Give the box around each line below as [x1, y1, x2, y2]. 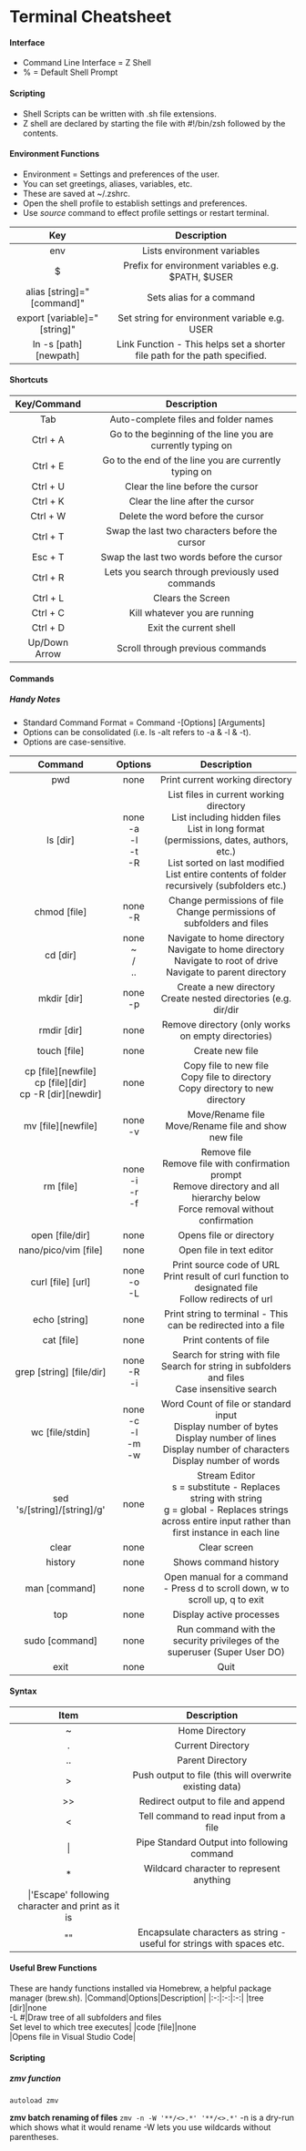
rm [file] [43, 1180, 78, 1193]
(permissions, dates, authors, [163, 834, 289, 846]
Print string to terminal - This [163, 1307, 289, 1320]
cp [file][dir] [35, 1076, 87, 1089]
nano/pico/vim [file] [17, 1244, 103, 1256]
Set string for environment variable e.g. [117, 312, 285, 324]
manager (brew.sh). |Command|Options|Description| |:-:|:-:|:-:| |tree [9, 1992, 264, 2003]
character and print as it [17, 1900, 120, 1912]
